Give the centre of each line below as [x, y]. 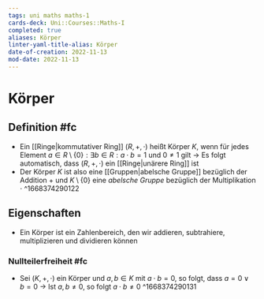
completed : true [35, 30]
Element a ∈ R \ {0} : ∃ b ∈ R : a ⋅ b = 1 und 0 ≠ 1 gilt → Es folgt [123, 155]
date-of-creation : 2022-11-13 [58, 52]
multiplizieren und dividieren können [78, 241]
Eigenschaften [45, 213]
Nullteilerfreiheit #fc [48, 261]
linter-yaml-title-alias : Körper [63, 45]
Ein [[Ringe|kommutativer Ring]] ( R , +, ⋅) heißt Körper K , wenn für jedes [134, 146]
